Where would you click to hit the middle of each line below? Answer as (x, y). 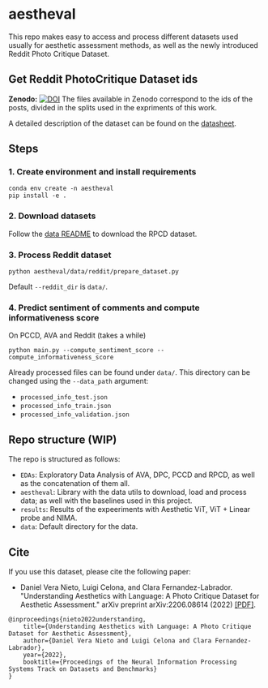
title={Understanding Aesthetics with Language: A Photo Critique (137, 626)
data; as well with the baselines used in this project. (106, 501)
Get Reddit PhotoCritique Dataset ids (103, 79)
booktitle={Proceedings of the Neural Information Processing (130, 662)
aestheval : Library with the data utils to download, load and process (133, 492)
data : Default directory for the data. (79, 527)
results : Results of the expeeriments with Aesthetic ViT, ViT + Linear (135, 510)
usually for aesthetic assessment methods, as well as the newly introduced (134, 45)
